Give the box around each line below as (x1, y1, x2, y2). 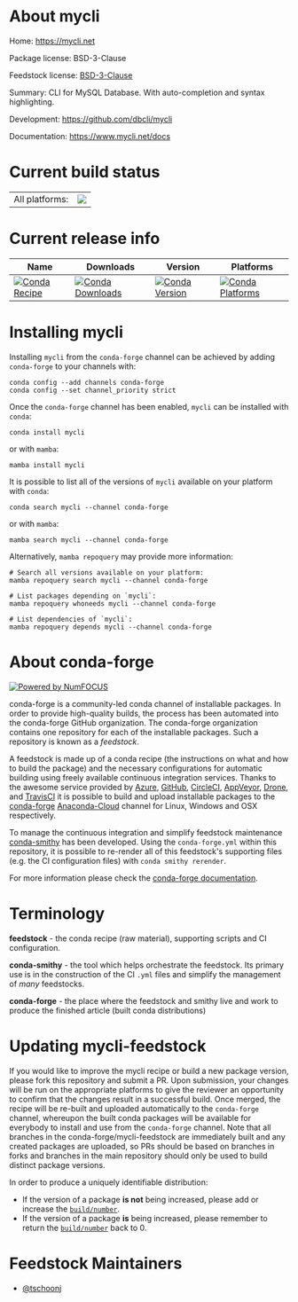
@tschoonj (21, 1282, 62, 1293)
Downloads (85, 260, 136, 272)
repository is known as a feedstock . (9, 736, 140, 747)
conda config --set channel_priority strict (9, 386, 176, 395)
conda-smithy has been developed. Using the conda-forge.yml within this (9, 836, 278, 847)
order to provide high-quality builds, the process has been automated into (9, 708, 279, 718)
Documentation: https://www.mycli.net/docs (9, 130, 171, 141)
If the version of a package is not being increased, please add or (21, 1194, 259, 1204)
